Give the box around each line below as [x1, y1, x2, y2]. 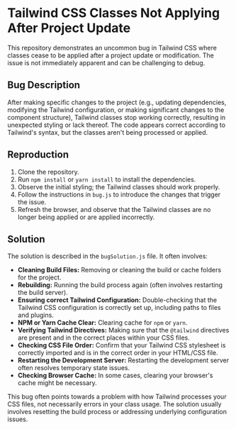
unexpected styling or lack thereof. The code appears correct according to [7, 121, 225, 129]
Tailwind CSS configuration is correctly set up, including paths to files [17, 303, 221, 312]
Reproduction [7, 149, 69, 161]
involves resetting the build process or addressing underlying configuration [7, 408, 227, 416]
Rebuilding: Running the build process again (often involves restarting [17, 281, 223, 289]
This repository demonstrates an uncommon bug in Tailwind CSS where [7, 43, 218, 52]
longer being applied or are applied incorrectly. [17, 213, 155, 221]
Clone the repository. [17, 167, 79, 176]
